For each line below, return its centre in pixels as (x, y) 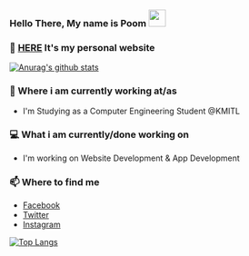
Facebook (41, 205)
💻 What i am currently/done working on (99, 134)
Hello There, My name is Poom (78, 23)
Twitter (36, 215)
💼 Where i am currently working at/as (93, 91)
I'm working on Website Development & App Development (131, 158)
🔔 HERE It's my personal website (82, 47)
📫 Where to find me (55, 182)
